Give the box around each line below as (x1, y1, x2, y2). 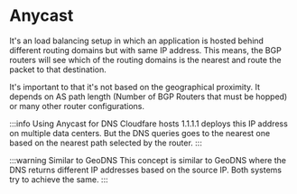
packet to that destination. (9, 64, 107, 75)
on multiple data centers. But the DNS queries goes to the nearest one (9, 127, 271, 138)
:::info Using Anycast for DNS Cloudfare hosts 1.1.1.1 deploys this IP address (9, 118, 289, 129)
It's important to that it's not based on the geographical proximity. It (9, 81, 260, 92)
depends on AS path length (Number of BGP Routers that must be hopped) (9, 91, 288, 102)
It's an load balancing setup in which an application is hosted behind (9, 35, 265, 46)
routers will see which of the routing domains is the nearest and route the (9, 54, 282, 65)
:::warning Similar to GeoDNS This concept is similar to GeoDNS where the (9, 154, 287, 165)
